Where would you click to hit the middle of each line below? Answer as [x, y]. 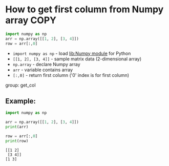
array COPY [31, 20]
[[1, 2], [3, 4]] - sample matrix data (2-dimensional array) [77, 59]
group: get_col [20, 85]
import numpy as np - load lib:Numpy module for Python [72, 53]
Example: [20, 101]
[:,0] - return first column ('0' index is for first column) [71, 75]
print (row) [17, 141]
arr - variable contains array [43, 70]
